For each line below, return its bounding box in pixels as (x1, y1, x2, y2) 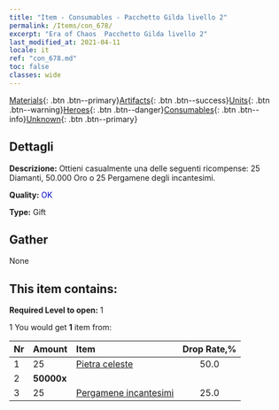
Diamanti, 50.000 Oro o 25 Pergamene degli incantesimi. (9, 172, 216, 182)
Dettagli (9, 139, 54, 155)
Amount (32, 343, 68, 355)
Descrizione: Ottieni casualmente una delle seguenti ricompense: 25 (9, 163, 260, 174)
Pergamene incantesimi (75, 387, 174, 399)
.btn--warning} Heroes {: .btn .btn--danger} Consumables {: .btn (9, 104, 236, 115)
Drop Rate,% (182, 343, 237, 355)
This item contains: (9, 281, 118, 297)
